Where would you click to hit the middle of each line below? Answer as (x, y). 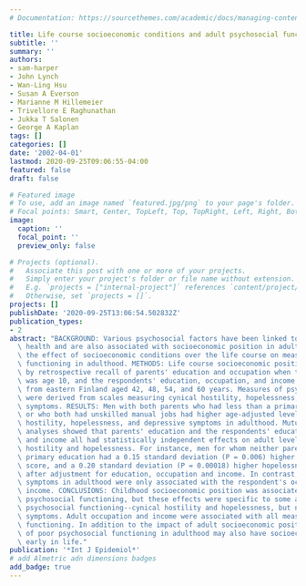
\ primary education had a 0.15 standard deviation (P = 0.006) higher (157, 457)
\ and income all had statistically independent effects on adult (146, 440)
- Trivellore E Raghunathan (63, 110)
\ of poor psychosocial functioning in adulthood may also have (142, 533)
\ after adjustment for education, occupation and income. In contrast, (158, 474)
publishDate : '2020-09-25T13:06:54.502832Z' (95, 313)
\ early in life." (53, 542)
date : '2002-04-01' (46, 153)
